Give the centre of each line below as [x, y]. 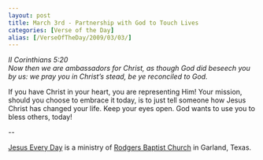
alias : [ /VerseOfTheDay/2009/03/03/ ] [70, 37]
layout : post [30, 15]
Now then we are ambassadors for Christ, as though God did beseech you [129, 69]
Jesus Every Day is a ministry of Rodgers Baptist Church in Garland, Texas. [130, 147]
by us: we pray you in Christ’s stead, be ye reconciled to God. [108, 76]
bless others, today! [40, 117]
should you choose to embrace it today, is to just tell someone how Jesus [127, 100]
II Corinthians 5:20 [38, 60]
